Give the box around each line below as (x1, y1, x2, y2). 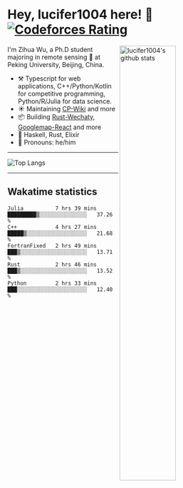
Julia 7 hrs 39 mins (7, 205, 98, 212)
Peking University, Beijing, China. (7, 60, 105, 68)
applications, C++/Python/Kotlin (17, 81, 112, 90)
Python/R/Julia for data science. (17, 96, 113, 106)
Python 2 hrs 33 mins (7, 280, 98, 287)
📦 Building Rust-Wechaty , (17, 112, 95, 121)
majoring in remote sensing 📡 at (7, 53, 101, 61)
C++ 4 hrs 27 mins (7, 223, 98, 230)
